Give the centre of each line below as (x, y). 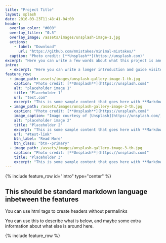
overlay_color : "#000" (33, 28)
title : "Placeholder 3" (39, 157)
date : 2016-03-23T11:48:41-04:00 (40, 19)
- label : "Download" (35, 47)
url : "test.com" (31, 97)
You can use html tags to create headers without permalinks (66, 211)
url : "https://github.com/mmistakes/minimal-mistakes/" (77, 51)
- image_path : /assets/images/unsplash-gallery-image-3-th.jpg (76, 148)
